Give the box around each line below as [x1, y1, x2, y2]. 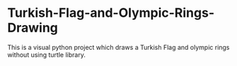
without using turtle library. [7, 51, 86, 59]
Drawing [7, 20, 59, 36]
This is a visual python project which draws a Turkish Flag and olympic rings [7, 43, 230, 51]
